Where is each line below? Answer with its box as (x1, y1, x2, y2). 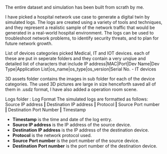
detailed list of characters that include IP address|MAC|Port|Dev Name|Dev (5, 61, 160, 66)
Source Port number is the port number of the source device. (12, 137, 140, 143)
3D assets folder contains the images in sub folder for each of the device (5, 76, 155, 81)
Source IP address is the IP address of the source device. (12, 122, 131, 127)
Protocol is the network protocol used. (12, 132, 92, 138)
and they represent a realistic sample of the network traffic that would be (5, 24, 156, 30)
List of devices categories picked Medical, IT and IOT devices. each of (5, 50, 150, 56)
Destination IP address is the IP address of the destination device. (12, 127, 150, 133)
